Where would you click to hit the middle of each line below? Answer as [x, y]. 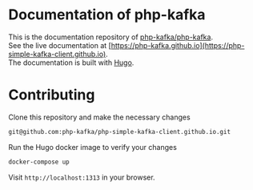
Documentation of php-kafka [107, 15]
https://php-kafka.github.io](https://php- [178, 45]
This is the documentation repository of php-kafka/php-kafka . [111, 37]
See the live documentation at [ [60, 45]
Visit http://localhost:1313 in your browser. [82, 177]
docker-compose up [39, 162]
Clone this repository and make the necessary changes [99, 117]
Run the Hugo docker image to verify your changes [93, 147]
